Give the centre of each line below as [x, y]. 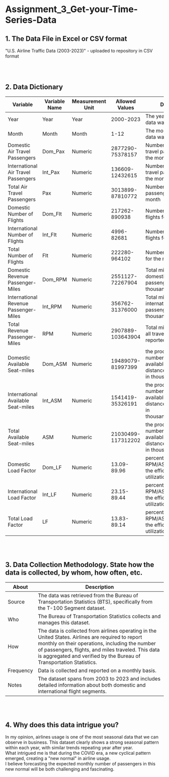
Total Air [18, 187]
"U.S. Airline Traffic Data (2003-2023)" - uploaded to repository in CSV [79, 51]
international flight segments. [72, 691]
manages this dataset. [64, 623]
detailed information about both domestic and [92, 685]
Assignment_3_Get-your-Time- [72, 9]
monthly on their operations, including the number [97, 643]
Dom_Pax [53, 151]
